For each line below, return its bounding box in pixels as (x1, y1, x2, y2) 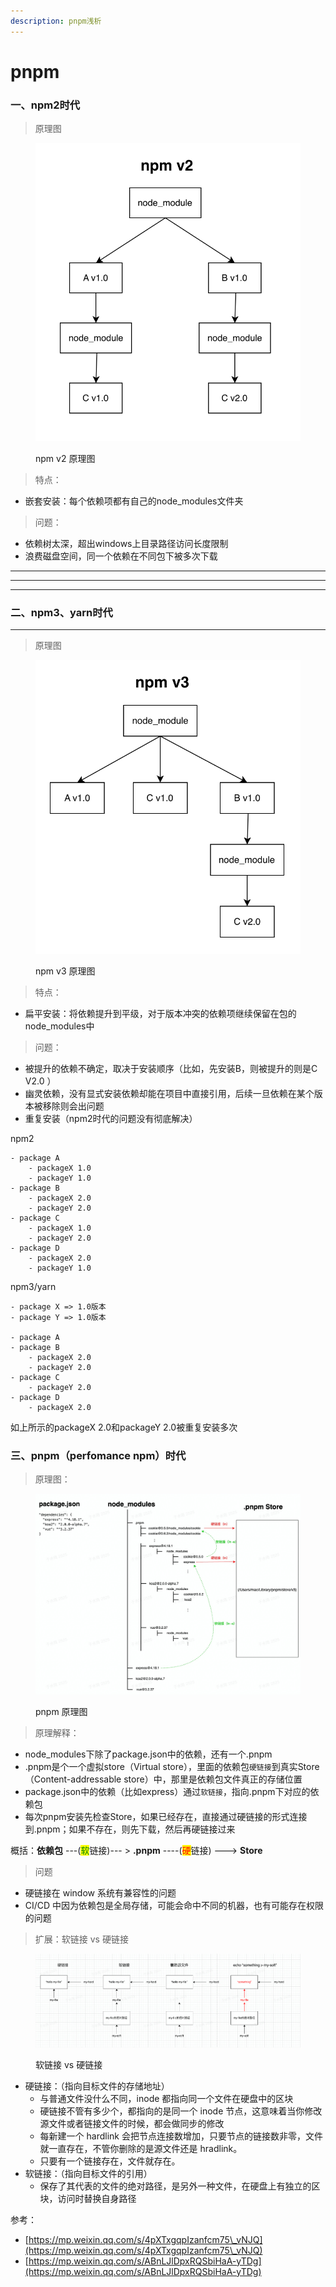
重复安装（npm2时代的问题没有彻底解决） (24, 1112, 198, 1124)
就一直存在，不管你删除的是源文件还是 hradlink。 (39, 2142, 243, 2154)
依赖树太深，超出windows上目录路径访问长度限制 (24, 537, 229, 549)
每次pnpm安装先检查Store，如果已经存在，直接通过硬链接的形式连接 (24, 1811, 308, 1823)
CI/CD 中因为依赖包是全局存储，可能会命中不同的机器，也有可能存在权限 (24, 1900, 325, 1912)
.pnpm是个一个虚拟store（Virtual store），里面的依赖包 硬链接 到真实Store (24, 1761, 320, 1773)
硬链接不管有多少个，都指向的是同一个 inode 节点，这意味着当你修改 (39, 2105, 323, 2117)
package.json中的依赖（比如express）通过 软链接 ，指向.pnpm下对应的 (24, 1786, 311, 1798)
